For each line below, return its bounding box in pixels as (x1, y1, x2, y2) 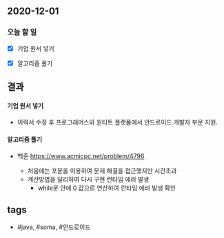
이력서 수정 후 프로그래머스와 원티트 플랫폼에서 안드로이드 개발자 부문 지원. (17, 118, 218, 127)
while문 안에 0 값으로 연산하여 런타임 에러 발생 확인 (37, 184, 176, 192)
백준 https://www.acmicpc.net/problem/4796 (17, 151, 145, 160)
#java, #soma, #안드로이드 (17, 223, 91, 231)
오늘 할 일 (7, 28, 37, 37)
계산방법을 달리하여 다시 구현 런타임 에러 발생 (27, 175, 150, 183)
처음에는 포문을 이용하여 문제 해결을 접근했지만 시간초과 (27, 166, 177, 175)
